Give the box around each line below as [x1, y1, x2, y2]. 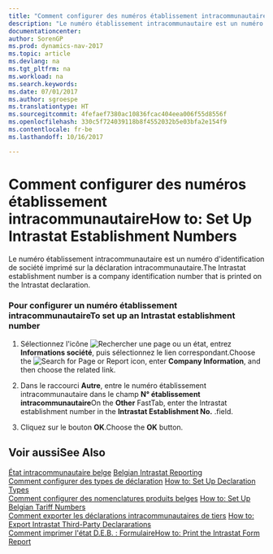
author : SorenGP [8, 34, 63, 43]
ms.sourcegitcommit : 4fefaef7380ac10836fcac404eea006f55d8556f [8, 111, 227, 119]
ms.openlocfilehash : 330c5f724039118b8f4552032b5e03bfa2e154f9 [8, 118, 227, 126]
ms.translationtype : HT [8, 103, 89, 111]
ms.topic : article [8, 50, 71, 58]
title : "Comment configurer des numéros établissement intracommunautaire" [8, 11, 271, 20]
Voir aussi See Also [8, 446, 106, 460]
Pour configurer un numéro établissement [8, 300, 178, 312]
